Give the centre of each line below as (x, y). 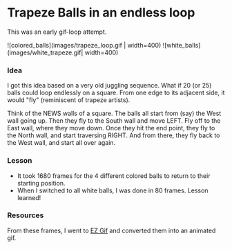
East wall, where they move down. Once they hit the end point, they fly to (111, 128)
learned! (29, 197)
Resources (26, 215)
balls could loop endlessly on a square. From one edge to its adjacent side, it (116, 93)
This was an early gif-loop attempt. (57, 32)
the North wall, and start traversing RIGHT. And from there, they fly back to (114, 135)
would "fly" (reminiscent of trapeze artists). (69, 100)
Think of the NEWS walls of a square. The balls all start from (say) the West (114, 113)
